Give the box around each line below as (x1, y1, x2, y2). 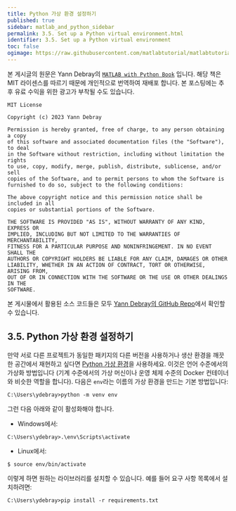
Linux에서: (17, 446, 47, 455)
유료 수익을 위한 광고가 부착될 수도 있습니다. (14, 87, 135, 96)
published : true (7, 17, 55, 24)
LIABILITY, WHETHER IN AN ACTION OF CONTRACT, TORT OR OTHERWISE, (7, 261, 206, 268)
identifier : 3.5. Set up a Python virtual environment (7, 37, 171, 44)
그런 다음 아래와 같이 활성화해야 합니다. (7, 404, 114, 412)
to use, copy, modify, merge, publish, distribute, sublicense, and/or (7, 163, 221, 170)
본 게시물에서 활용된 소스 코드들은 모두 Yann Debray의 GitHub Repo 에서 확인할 (7, 299, 225, 308)
